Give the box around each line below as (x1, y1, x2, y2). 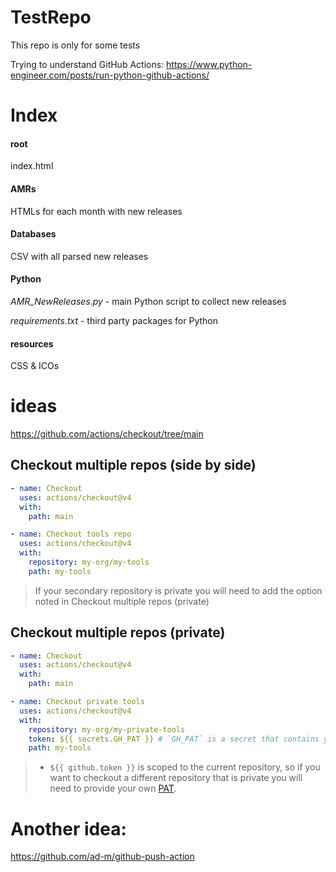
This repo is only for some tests (10, 39, 141, 51)
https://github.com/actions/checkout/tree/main (10, 428, 204, 440)
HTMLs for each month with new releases (10, 205, 183, 217)
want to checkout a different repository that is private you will (49, 772, 303, 784)
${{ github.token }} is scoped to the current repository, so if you (49, 761, 321, 773)
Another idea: (10, 817, 127, 840)
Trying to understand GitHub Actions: (10, 58, 165, 70)
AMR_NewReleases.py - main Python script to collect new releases (10, 295, 287, 307)
